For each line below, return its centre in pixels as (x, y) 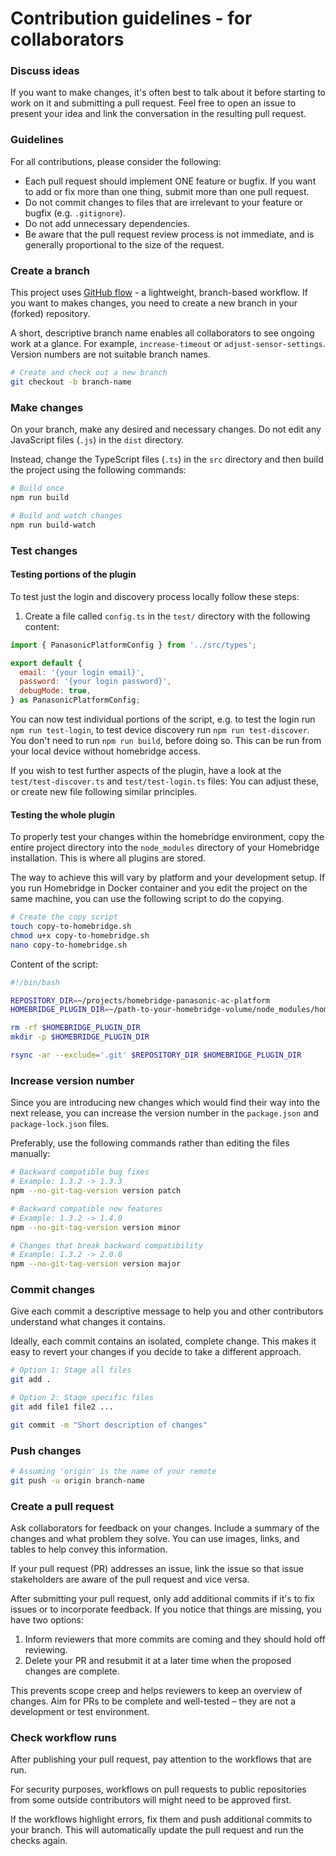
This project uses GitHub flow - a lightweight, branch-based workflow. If (159, 293)
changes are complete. (72, 1671)
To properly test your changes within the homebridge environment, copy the (167, 837)
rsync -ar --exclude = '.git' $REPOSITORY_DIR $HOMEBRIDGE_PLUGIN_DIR (156, 1055)
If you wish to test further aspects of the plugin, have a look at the (146, 770)
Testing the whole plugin (63, 814)
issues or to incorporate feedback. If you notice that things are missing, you (166, 1609)
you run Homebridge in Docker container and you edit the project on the (159, 888)
